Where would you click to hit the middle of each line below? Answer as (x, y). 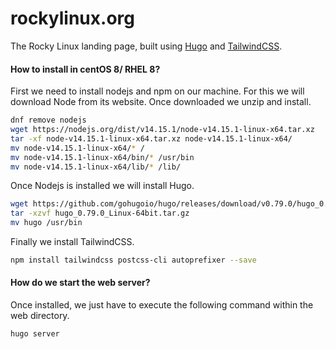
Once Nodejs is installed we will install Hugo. (102, 186)
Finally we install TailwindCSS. (72, 242)
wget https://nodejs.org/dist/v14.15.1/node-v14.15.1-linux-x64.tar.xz (162, 130)
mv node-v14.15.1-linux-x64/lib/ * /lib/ (96, 167)
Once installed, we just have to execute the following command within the (162, 305)
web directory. (40, 316)
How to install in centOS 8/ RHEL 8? (85, 69)
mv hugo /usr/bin (46, 223)
